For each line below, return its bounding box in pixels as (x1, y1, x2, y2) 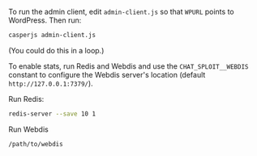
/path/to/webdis (8, 140, 63, 148)
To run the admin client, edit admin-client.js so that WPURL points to (8, 7, 234, 16)
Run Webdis (8, 124, 49, 134)
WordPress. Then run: (8, 15, 82, 25)
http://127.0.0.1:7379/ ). (8, 78, 93, 88)
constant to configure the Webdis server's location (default (8, 70, 206, 79)
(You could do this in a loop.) (8, 45, 105, 55)
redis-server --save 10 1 (8, 109, 96, 118)
